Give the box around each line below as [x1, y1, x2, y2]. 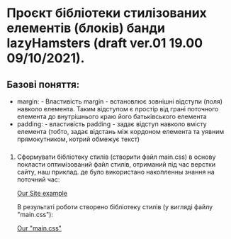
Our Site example [16, 189, 68, 197]
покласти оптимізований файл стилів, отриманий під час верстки [16, 160, 216, 168]
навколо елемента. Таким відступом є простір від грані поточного [16, 105, 219, 113]
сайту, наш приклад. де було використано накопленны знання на [16, 167, 215, 176]
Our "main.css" [16, 223, 62, 232]
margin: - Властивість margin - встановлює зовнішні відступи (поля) [16, 97, 223, 106]
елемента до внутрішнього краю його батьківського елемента [16, 112, 207, 121]
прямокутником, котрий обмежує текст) [16, 135, 140, 143]
